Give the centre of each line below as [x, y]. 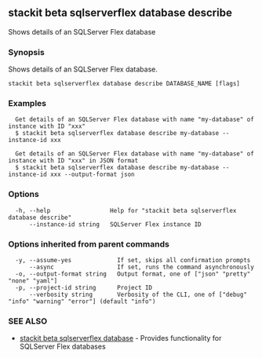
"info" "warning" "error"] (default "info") [82, 301]
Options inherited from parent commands [89, 244]
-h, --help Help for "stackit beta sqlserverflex [126, 210]
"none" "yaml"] [33, 281]
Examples [27, 104]
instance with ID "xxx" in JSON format [73, 161]
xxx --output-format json [92, 175]
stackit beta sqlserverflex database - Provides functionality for [120, 338]
